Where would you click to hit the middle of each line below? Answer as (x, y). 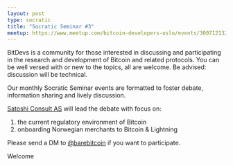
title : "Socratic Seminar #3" (51, 26)
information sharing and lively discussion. (67, 95)
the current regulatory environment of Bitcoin (82, 122)
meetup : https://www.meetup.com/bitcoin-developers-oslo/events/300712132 (118, 33)
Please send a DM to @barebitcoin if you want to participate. (94, 143)
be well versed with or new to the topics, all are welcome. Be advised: (107, 67)
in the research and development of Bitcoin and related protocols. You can (113, 60)
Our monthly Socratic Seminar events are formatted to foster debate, (105, 88)
